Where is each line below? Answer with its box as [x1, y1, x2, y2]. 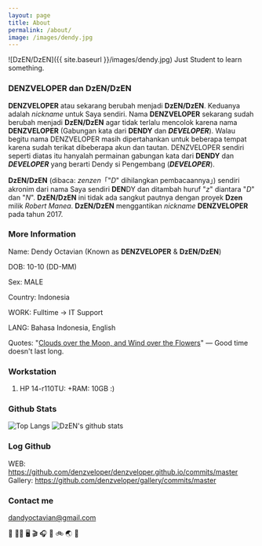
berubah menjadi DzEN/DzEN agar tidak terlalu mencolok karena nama [8, 117, 238, 126]
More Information [8, 229, 76, 240]
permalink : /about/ [8, 26, 72, 34]
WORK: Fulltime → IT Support [8, 307, 104, 317]
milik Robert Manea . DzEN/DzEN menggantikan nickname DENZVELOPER [8, 201, 249, 211]
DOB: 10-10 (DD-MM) [8, 262, 77, 271]
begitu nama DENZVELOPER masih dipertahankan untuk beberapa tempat [8, 134, 247, 144]
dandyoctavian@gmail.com [8, 513, 96, 522]
